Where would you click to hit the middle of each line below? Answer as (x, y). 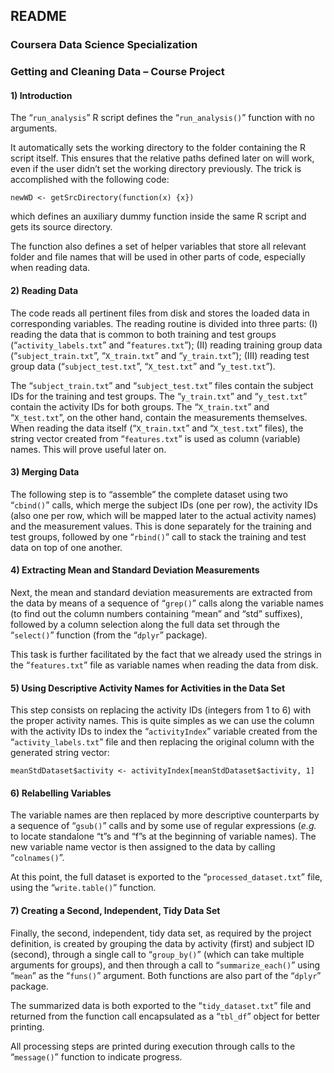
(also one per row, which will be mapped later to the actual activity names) (163, 515)
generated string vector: (60, 753)
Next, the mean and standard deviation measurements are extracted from (161, 593)
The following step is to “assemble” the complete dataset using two (149, 494)
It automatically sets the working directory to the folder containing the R (158, 148)
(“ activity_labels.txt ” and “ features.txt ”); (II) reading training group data (166, 345)
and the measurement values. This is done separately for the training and (161, 526)
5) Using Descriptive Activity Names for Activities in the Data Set (148, 688)
